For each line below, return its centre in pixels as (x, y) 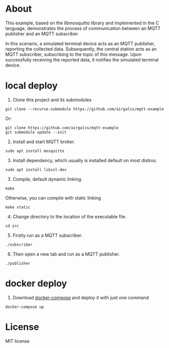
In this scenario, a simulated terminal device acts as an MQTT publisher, (80, 43)
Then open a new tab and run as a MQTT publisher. (66, 254)
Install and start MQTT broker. (44, 141)
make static (18, 207)
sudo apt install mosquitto (35, 151)
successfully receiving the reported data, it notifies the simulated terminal (82, 59)
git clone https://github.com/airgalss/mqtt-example (62, 128)
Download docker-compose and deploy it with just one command (81, 297)
